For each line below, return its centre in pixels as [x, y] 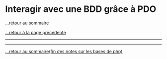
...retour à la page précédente [36, 32]
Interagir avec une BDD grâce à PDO [81, 9]
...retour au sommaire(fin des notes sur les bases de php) [64, 51]
